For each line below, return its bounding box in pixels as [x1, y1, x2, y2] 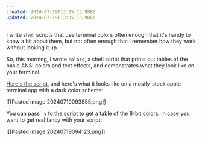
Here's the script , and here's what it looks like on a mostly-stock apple [6, 80, 181, 87]
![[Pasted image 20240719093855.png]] [6, 98, 107, 105]
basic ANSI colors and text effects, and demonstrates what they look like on [6, 61, 195, 69]
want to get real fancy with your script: [6, 116, 103, 124]
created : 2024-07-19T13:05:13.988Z [6, 8, 96, 15]
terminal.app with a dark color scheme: [6, 86, 104, 93]
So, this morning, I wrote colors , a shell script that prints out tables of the [6, 55, 188, 63]
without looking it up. [6, 43, 58, 51]
